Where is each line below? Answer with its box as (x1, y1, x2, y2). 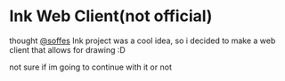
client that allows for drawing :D (9, 44, 126, 55)
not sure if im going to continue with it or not (9, 62, 172, 72)
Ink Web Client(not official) (9, 6, 213, 26)
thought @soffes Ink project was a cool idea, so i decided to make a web (9, 35, 276, 46)
